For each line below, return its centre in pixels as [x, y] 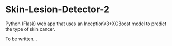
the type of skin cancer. [30, 29]
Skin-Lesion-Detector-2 [57, 9]
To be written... [21, 39]
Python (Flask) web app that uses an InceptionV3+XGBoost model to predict [86, 24]
